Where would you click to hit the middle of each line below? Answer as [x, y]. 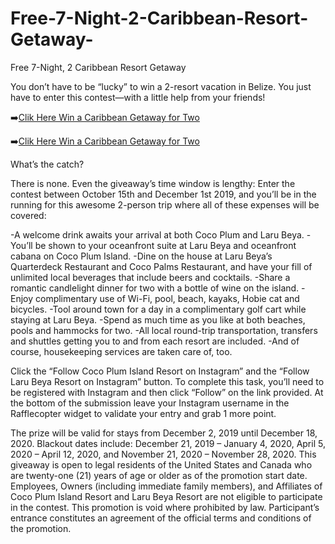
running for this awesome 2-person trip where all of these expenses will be [165, 204]
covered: [28, 215]
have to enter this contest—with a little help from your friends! [138, 97]
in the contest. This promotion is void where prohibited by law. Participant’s [165, 507]
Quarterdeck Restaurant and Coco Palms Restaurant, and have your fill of [161, 266]
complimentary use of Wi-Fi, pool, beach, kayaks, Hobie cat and [167, 298]
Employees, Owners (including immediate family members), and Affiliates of [166, 486]
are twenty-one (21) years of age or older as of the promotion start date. [159, 475]
